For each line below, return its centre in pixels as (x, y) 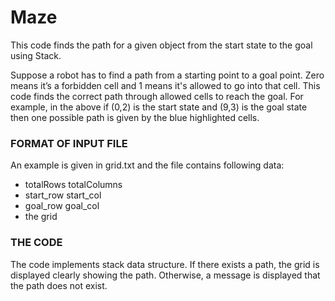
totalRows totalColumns (73, 185)
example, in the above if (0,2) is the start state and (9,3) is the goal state (159, 107)
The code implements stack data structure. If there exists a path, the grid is (165, 264)
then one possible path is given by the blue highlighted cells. (135, 117)
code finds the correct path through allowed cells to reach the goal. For (157, 96)
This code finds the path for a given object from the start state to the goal (161, 45)
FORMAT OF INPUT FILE (69, 143)
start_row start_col (63, 195)
